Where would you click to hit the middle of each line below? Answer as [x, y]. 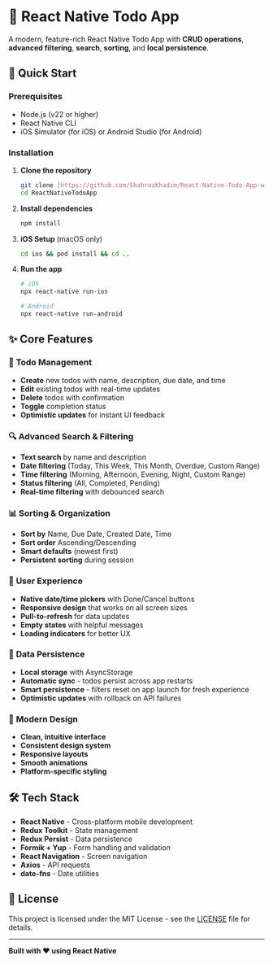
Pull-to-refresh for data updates [75, 616]
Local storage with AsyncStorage [76, 672]
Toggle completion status [63, 406]
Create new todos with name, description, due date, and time [123, 380]
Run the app [41, 269]
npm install [40, 223]
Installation [31, 152]
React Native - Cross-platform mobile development [106, 822]
